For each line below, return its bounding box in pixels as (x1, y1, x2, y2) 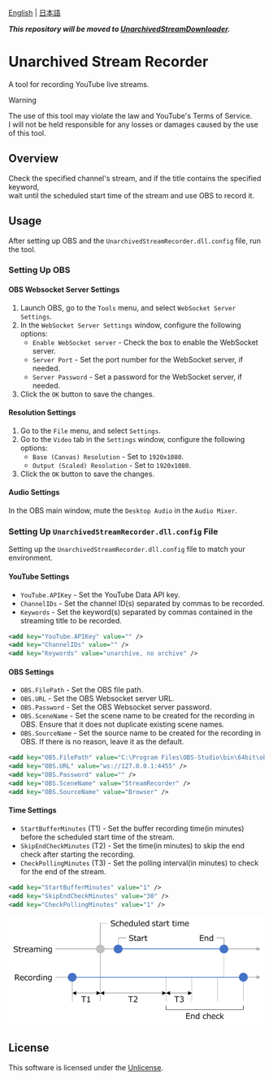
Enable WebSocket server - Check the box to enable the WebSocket (32, 337, 258, 347)
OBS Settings (8, 666, 54, 677)
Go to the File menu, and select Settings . (19, 426, 161, 436)
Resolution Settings (8, 408, 76, 418)
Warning (8, 95, 37, 105)
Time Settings (8, 805, 57, 815)
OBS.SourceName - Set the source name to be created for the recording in (19, 728, 262, 738)
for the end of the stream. (19, 867, 107, 876)
